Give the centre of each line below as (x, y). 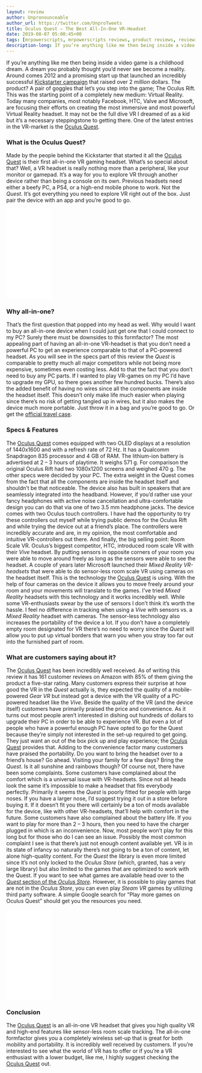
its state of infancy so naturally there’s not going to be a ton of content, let (98, 850)
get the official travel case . (39, 414)
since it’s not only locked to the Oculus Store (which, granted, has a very (96, 863)
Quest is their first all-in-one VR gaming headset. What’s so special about (97, 162)
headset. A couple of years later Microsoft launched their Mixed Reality (94, 565)
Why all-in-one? (31, 312)
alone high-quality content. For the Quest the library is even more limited (96, 856)
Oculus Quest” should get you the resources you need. (74, 901)
